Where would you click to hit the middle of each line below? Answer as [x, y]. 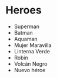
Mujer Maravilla [33, 45]
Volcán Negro [31, 64]
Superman [26, 26]
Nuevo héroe [30, 70]
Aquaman [26, 39]
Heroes [24, 10]
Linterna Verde [32, 51]
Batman [23, 32]
